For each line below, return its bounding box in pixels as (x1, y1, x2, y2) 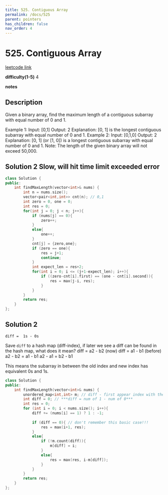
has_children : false (5, 21, 48, 27)
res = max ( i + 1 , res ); (40, 425, 86, 430)
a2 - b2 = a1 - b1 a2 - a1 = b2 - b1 (5, 353, 73, 359)
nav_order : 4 (5, 26, 32, 31)
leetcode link (5, 64, 31, 70)
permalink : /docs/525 (5, 12, 50, 17)
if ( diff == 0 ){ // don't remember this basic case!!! (31, 420, 149, 425)
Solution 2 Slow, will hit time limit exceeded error (5, 163, 160, 171)
